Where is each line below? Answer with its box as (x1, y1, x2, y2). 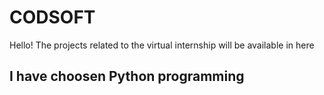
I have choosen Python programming (9, 68, 245, 85)
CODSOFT (9, 6, 96, 29)
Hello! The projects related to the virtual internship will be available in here (9, 39, 315, 51)
